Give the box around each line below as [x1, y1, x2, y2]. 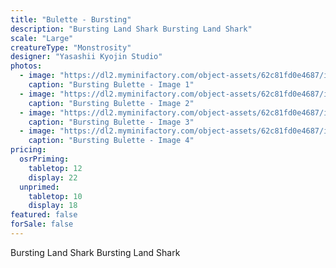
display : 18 [28, 201, 78, 211]
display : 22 [28, 172, 78, 183]
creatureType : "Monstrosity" [10, 42, 132, 53]
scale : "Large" [10, 33, 74, 43]
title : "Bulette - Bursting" [10, 14, 132, 25]
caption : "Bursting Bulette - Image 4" [28, 136, 195, 146]
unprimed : [19, 182, 60, 192]
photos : [10, 61, 43, 71]
